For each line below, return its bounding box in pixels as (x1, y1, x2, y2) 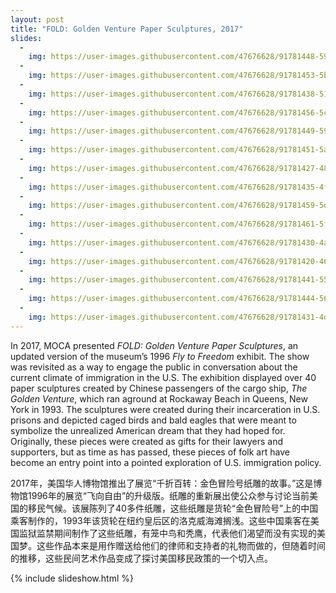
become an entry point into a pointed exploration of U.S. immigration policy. (10, 456, 322, 468)
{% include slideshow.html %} (10, 572, 134, 584)
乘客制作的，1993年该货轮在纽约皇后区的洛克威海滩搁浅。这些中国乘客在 (10, 514, 311, 526)
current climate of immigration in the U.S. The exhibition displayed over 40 (10, 371, 317, 383)
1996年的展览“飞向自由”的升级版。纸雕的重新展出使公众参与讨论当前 (27, 489, 310, 501)
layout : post (10, 14, 65, 25)
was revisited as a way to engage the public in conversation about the (10, 361, 298, 373)
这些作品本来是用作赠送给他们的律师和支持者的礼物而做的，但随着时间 (36, 539, 326, 551)
